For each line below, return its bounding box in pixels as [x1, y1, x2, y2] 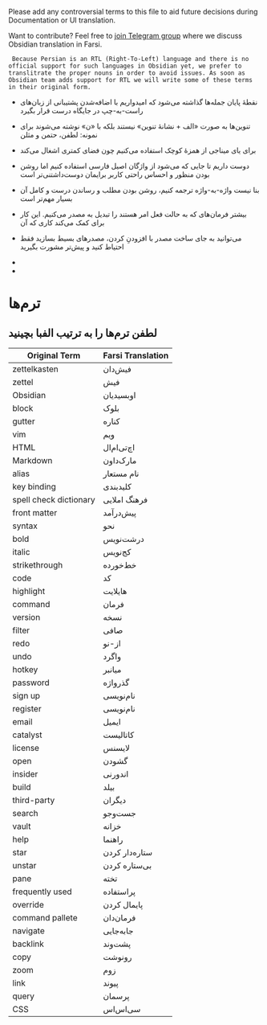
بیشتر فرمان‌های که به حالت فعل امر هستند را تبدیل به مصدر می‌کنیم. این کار [19, 209, 247, 219]
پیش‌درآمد [103, 507, 136, 518]
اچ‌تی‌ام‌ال [103, 442, 135, 453]
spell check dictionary [12, 494, 95, 505]
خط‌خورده [103, 560, 137, 570]
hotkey [12, 664, 38, 674]
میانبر [103, 664, 122, 674]
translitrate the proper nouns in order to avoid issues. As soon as [8, 69, 246, 77]
